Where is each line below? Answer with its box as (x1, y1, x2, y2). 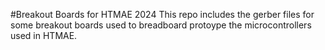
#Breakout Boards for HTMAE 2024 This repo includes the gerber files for (10, 9, 315, 20)
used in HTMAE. (10, 30, 78, 41)
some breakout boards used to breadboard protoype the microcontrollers (10, 19, 312, 31)
